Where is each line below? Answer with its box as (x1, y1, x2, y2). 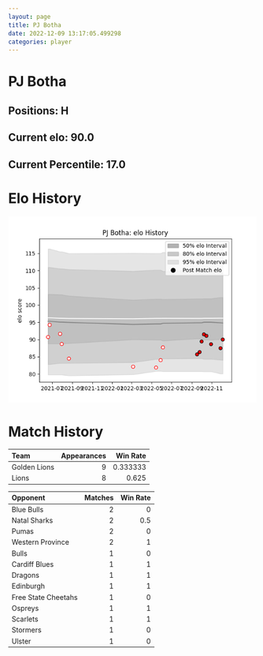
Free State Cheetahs (11, 592, 78, 602)
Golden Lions (11, 463, 55, 472)
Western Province (11, 538, 69, 547)
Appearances (61, 451, 106, 460)
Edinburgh (11, 581, 46, 591)
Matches (83, 493, 114, 503)
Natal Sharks (11, 515, 54, 525)
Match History (8, 422, 104, 440)
